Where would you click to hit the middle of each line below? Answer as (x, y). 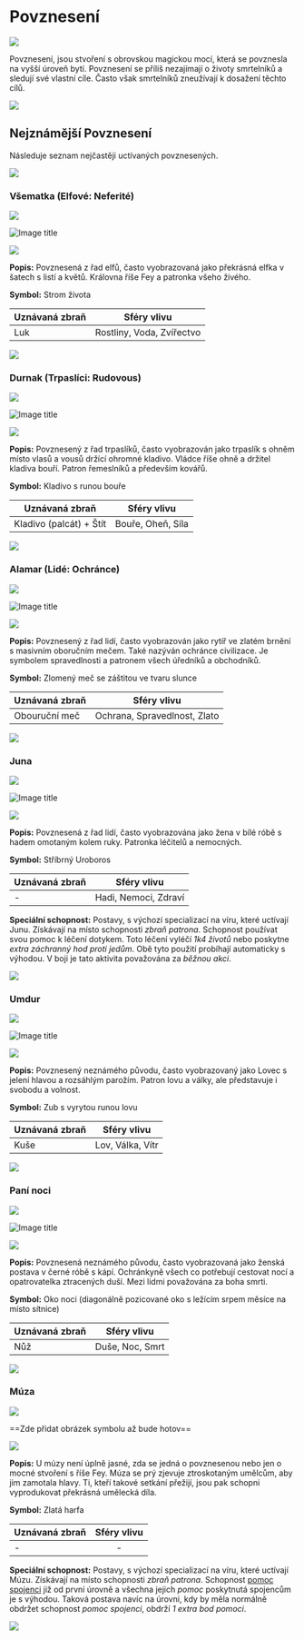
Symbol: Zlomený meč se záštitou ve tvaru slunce (103, 678)
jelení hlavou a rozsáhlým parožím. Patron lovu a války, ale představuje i (144, 1080)
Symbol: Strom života (50, 295)
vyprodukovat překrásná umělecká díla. (83, 1492)
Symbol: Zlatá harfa (47, 1509)
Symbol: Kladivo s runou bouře (68, 486)
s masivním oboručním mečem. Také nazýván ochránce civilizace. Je (139, 651)
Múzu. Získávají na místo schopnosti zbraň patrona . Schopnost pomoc (142, 1579)
